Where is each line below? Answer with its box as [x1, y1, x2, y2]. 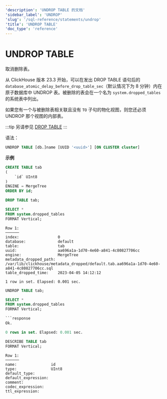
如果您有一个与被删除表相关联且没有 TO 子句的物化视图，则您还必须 [5, 107, 147, 113]
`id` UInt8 [14, 174, 38, 179]
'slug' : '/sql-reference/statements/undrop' [5, 17, 101, 22]
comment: [5, 380, 24, 385]
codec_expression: [5, 384, 44, 389]
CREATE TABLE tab [5, 165, 42, 170]
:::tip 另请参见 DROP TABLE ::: [5, 124, 68, 130]
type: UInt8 [5, 366, 63, 371]
